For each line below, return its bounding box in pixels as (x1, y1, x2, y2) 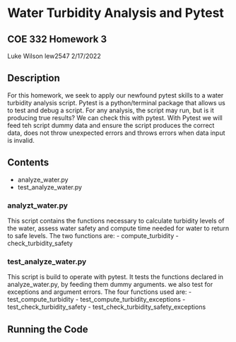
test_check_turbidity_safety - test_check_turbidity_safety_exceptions (7, 302, 206, 312)
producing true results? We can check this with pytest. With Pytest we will (7, 113, 223, 122)
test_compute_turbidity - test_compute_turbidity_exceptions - (7, 295, 186, 304)
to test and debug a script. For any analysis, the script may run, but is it (7, 106, 214, 114)
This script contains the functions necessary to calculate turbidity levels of (7, 216, 225, 225)
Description (7, 72, 60, 84)
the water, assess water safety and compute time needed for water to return (7, 224, 230, 232)
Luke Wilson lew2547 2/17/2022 (7, 52, 101, 60)
